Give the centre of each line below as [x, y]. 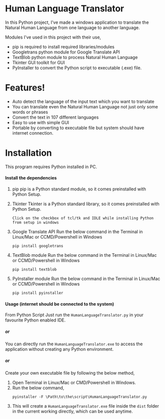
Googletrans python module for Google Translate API [66, 52]
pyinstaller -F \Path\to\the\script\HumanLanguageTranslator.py [80, 397]
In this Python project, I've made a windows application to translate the [77, 22]
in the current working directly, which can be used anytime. [72, 412]
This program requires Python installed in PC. [51, 167]
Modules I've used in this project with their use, [53, 37]
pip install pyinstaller [38, 293]
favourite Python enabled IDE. [35, 320]
